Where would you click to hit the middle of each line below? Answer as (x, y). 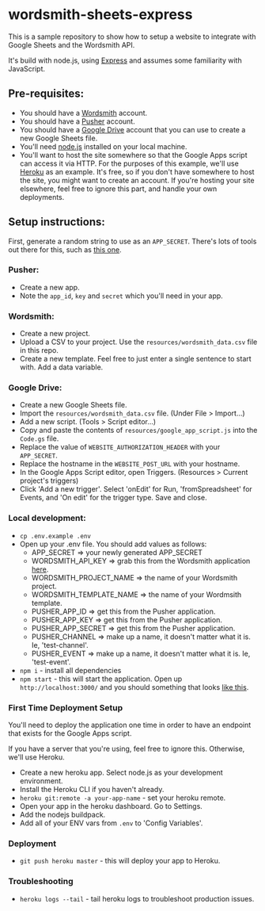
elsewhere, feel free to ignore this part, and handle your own (118, 189)
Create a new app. (50, 287)
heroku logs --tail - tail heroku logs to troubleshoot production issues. (137, 898)
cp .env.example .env (55, 536)
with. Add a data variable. (61, 367)
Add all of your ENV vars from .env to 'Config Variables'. (111, 823)
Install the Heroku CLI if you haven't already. (92, 790)
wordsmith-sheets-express (100, 15)
